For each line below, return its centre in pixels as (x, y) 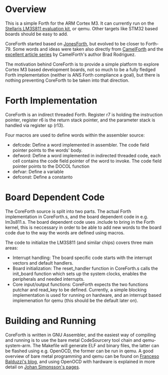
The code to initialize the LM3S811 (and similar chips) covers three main (79, 242)
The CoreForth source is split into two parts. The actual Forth (68, 211)
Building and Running (51, 321)
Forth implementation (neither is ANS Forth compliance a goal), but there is (83, 75)
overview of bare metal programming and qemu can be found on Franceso (82, 356)
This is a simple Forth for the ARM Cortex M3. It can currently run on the (80, 23)
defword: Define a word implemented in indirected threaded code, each (87, 155)
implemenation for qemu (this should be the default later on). (75, 300)
